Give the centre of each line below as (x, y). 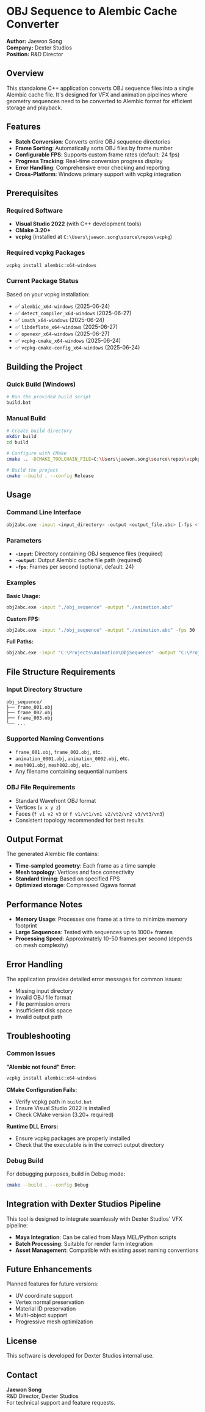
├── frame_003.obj (30, 718)
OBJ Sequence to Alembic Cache (92, 11)
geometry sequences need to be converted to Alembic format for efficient (99, 101)
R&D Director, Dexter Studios (43, 1396)
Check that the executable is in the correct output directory (90, 1144)
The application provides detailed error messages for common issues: (94, 979)
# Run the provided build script (49, 397)
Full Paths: (20, 642)
